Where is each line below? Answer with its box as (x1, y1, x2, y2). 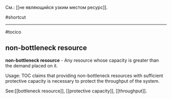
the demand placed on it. (5, 62, 58, 68)
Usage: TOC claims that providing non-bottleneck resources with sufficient (5, 72, 163, 79)
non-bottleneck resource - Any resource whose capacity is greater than (5, 57, 159, 63)
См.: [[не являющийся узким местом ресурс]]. (5, 5, 108, 10)
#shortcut (5, 14, 26, 20)
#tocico (5, 29, 21, 35)
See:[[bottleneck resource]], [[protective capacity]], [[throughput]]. (5, 88, 147, 94)
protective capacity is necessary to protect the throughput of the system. (5, 78, 160, 84)
